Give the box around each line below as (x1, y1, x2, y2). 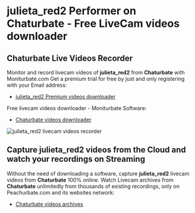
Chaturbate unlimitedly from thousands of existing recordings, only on (7, 183, 180, 190)
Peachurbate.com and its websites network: (7, 189, 115, 196)
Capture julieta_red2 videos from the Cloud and (7, 145, 186, 155)
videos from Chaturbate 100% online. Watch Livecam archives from (7, 176, 174, 183)
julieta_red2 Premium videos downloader (15, 93, 116, 100)
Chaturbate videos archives (15, 201, 84, 208)
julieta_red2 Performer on (7, 4, 136, 18)
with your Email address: (7, 82, 67, 89)
